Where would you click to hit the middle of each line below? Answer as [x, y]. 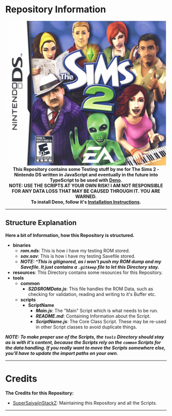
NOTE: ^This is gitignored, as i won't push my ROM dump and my [91, 261]
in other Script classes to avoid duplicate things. [86, 327]
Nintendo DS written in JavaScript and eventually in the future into [86, 174]
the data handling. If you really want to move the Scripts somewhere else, [85, 348]
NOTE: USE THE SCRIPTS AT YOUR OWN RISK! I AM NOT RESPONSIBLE [86, 185]
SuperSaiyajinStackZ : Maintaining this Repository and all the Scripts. [85, 403]
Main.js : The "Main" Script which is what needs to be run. [97, 310]
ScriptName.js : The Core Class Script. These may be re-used [101, 321]
